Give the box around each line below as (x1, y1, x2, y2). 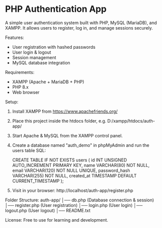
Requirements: (5, 69, 34, 75)
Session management (12, 54, 56, 60)
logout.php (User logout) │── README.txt (5, 207, 91, 213)
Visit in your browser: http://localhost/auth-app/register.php (12, 187, 134, 193)
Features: (5, 34, 25, 40)
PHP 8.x (12, 84, 29, 90)
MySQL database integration (12, 60, 70, 65)
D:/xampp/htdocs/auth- (107, 118, 155, 124)
